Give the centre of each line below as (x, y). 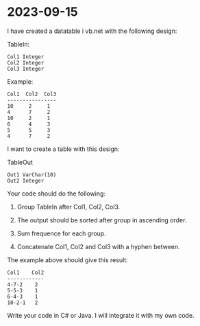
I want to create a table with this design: (63, 149)
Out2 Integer (26, 181)
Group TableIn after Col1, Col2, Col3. (68, 207)
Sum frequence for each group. (61, 233)
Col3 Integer (26, 69)
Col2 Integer (26, 62)
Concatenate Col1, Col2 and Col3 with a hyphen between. (98, 246)
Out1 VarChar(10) (32, 175)
